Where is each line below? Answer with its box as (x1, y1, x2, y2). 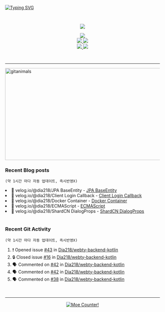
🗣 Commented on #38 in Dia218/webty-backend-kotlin (12, 276, 125, 282)
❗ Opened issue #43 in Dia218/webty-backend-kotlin (12, 247, 118, 253)
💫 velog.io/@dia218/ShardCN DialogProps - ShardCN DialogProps (11, 208, 144, 214)
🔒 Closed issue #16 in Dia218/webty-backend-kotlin (12, 254, 117, 260)
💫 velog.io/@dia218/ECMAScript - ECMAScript (11, 203, 106, 209)
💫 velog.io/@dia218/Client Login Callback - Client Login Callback (11, 193, 142, 199)
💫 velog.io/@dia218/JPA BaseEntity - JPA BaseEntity (11, 187, 117, 193)
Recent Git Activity (5, 226, 51, 233)
